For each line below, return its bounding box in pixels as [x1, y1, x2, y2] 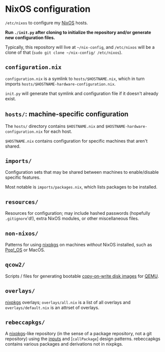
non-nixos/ [5, 230, 38, 237]
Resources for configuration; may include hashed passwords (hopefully [5, 210, 150, 216]
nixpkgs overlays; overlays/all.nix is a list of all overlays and [5, 299, 131, 305]
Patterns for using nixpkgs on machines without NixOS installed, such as [5, 242, 152, 247]
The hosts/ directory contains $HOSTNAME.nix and [5, 123, 104, 129]
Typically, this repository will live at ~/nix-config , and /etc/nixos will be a [5, 44, 155, 50]
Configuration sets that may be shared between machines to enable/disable [5, 169, 159, 175]
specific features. [5, 174, 41, 181]
